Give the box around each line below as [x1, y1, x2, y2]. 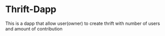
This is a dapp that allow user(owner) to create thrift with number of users [5, 20, 160, 26]
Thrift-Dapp [5, 4, 57, 15]
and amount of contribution [5, 25, 63, 31]
